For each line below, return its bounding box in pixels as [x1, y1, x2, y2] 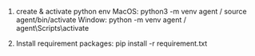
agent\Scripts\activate [15, 24, 90, 32]
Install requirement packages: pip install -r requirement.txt [15, 39, 208, 48]
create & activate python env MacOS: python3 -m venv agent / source [15, 7, 247, 16]
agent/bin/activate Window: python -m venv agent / [15, 15, 186, 24]
